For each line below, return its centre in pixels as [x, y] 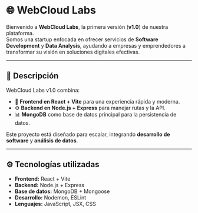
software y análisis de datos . [42, 140]
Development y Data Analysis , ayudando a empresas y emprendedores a [96, 45]
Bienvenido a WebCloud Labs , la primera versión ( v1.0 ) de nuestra [87, 26]
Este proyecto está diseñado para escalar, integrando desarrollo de [88, 134]
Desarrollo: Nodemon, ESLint [50, 197]
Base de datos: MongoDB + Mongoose [62, 191]
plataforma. [20, 33]
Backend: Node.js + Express [49, 185]
